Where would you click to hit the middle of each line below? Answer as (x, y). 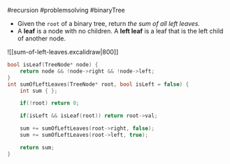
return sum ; (37, 147)
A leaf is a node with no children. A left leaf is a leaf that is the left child (120, 31)
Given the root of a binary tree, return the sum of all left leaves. (109, 23)
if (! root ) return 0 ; (50, 103)
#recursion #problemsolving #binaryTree (66, 10)
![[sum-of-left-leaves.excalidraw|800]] (63, 52)
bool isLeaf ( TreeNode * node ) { (53, 65)
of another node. (42, 38)
